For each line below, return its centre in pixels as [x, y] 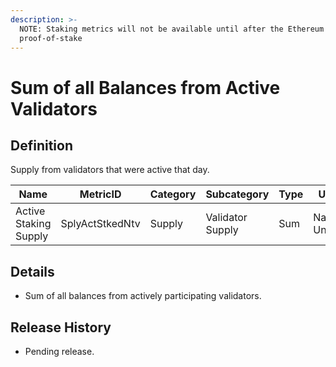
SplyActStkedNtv [100, 224]
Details [32, 271]
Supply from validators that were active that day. [110, 170]
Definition [41, 145]
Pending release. [59, 351]
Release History [61, 327]
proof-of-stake [51, 38]
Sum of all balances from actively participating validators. [143, 296]
